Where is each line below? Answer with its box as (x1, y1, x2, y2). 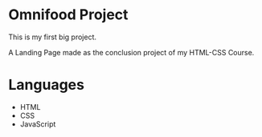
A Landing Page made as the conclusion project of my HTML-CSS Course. (8, 47, 255, 57)
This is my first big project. (8, 32, 97, 42)
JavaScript (19, 119, 56, 129)
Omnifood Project (8, 6, 129, 24)
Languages (8, 76, 84, 94)
